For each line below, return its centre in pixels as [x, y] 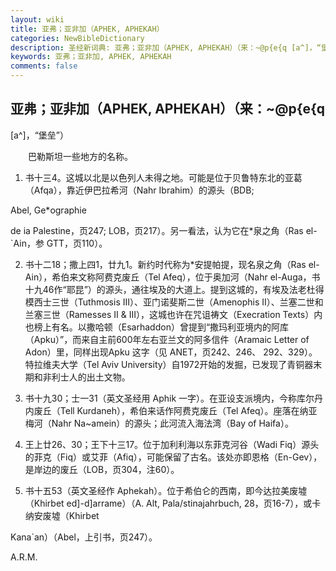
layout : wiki [37, 19]
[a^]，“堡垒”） [40, 135]
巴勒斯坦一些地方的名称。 [80, 156]
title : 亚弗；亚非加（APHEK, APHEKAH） [87, 29]
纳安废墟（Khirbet [62, 515]
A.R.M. [24, 557]
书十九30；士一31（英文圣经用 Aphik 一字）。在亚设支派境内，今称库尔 [169, 398]
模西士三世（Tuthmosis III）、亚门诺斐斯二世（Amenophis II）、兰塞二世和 [174, 302]
